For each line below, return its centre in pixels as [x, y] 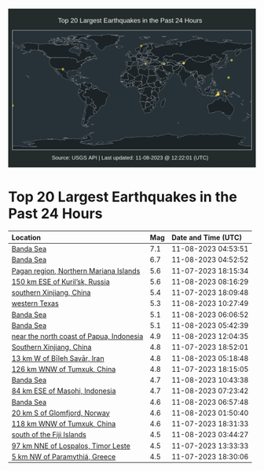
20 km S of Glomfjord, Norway [60, 413]
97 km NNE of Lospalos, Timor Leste [71, 446]
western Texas [35, 304]
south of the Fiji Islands [49, 435]
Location [26, 237]
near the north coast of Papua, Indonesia [77, 337]
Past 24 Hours [55, 213]
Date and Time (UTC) [207, 237]
